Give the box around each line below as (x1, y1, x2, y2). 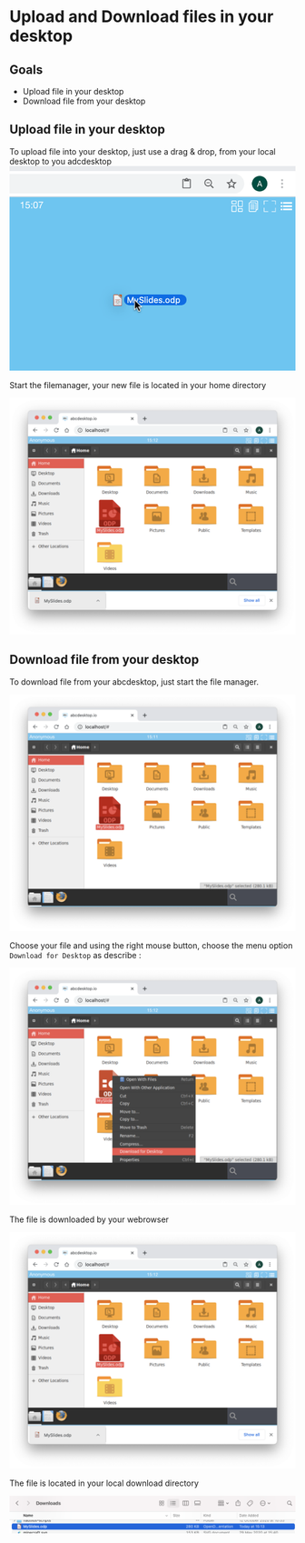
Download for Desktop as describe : (9, 950, 142, 961)
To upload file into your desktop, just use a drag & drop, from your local (9, 145, 276, 156)
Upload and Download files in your (9, 6, 274, 27)
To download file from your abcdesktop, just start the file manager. (9, 676, 259, 687)
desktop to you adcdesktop (9, 155, 112, 166)
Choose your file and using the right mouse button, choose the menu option (9, 940, 293, 951)
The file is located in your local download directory (9, 1478, 200, 1488)
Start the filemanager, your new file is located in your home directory (9, 379, 267, 390)
